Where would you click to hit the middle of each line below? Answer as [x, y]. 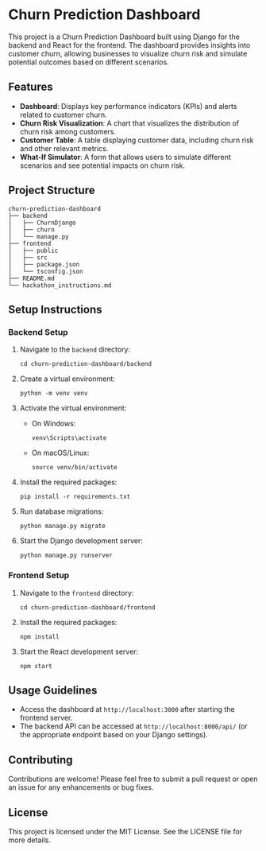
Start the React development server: [79, 651]
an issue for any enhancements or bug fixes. [81, 787]
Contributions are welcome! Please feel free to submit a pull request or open [133, 779]
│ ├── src [28, 257]
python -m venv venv [54, 394]
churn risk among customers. [68, 131]
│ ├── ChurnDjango [42, 223]
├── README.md [32, 278]
